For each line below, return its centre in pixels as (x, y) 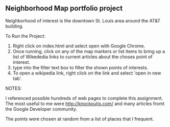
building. (15, 26)
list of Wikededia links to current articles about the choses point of (82, 57)
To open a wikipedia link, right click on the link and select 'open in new (87, 73)
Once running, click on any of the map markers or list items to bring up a (89, 51)
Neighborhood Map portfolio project (64, 8)
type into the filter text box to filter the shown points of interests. (80, 67)
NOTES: (14, 88)
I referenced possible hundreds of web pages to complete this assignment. (84, 98)
